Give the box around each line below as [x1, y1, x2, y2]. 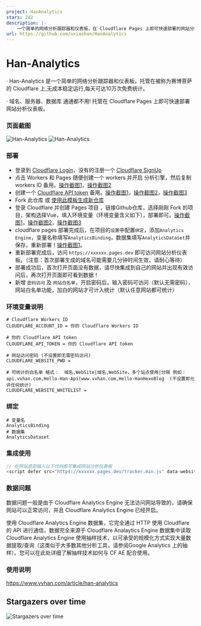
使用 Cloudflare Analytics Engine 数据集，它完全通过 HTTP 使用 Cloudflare [6, 519, 190, 526]
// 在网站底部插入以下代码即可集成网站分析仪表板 [6, 463, 112, 469]
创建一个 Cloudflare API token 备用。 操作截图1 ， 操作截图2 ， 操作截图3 [14, 189, 187, 196]
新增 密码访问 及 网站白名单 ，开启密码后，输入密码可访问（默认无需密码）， [14, 279, 193, 286]
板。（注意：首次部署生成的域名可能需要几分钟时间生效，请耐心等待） [14, 256, 185, 264]
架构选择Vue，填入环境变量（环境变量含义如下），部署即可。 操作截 [25, 211, 190, 219]
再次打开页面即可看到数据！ [31, 271, 99, 279]
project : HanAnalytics [6, 8, 63, 15]
